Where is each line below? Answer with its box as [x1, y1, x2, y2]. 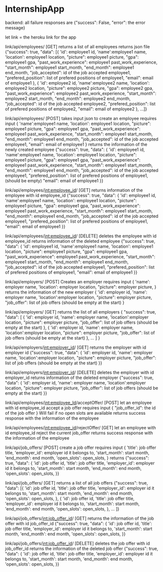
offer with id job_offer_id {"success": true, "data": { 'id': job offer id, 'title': [5, 520, 152, 526]
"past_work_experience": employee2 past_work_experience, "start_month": [5, 90, 157, 96]
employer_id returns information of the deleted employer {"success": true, [5, 375, 154, 381]
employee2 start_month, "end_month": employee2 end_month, [5, 95, 131, 101]
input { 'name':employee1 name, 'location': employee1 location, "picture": [5, 121, 151, 127]
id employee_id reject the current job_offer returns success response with [5, 430, 153, 436]
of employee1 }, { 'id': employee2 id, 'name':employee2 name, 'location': [5, 80, 150, 86]
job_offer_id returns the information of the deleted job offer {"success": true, [5, 546, 159, 551]
